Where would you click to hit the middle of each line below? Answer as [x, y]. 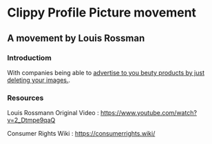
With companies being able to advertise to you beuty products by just [106, 72]
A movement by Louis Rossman [76, 38]
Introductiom [29, 58]
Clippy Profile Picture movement [102, 13]
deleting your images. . [39, 80]
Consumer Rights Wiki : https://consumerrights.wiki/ [81, 134]
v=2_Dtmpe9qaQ [31, 120]
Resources [25, 98]
